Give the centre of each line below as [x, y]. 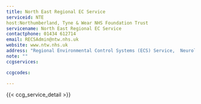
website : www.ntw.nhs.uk [37, 45]
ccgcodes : [19, 72]
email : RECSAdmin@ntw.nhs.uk [42, 39]
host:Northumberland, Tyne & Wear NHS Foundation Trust [77, 23]
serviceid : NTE [25, 17]
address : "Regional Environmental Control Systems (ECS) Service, [91, 51]
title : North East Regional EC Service [56, 12]
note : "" [17, 56]
